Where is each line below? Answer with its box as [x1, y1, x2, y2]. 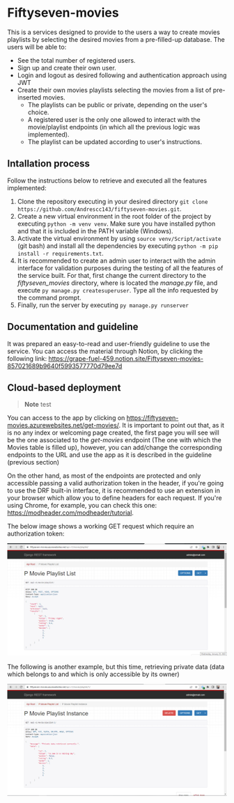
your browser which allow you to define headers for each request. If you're [7, 494, 222, 502]
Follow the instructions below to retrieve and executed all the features [7, 176, 208, 185]
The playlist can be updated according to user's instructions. [27, 137, 203, 146]
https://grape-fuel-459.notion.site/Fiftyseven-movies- [48, 354, 204, 363]
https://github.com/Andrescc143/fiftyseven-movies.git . [17, 204, 182, 213]
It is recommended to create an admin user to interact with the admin [17, 256, 216, 265]
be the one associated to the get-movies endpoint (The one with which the [7, 436, 221, 444]
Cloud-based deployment [7, 382, 121, 393]
